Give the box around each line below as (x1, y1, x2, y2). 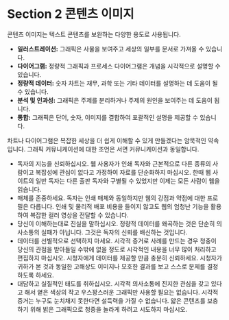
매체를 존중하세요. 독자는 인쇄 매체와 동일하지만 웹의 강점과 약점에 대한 (16, 193, 206, 202)
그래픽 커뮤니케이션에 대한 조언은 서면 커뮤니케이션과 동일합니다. (27, 145, 200, 153)
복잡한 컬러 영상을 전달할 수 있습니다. (29, 210, 129, 219)
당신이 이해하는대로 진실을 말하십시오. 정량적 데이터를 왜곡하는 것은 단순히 (16, 219, 215, 227)
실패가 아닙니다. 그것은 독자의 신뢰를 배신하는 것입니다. (40, 227, 188, 236)
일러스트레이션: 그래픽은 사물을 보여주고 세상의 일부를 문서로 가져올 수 (16, 45, 204, 53)
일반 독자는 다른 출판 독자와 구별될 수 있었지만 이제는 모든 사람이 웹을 (35, 176, 221, 185)
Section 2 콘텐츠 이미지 (7, 6, 135, 22)
